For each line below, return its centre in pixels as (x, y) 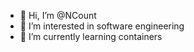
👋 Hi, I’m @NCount (58, 15)
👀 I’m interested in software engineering (102, 26)
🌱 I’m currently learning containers (91, 36)
